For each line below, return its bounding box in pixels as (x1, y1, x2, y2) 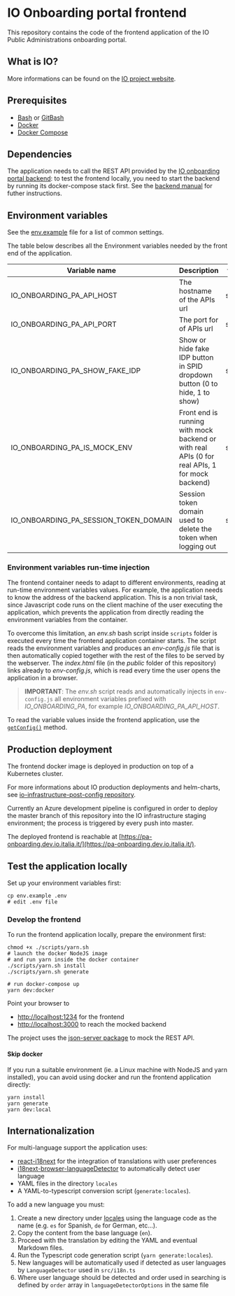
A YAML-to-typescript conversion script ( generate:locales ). (17, 1187, 191, 1195)
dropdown (178, 370, 213, 380)
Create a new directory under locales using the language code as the (17, 1214, 217, 1223)
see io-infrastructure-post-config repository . (7, 791, 136, 799)
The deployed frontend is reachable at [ (7, 833, 122, 841)
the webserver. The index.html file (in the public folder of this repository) (7, 659, 217, 668)
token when (178, 533, 218, 543)
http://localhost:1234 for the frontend (17, 1013, 124, 1021)
